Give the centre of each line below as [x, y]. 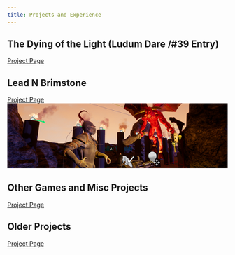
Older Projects [39, 227]
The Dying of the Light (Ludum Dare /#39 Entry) [113, 44]
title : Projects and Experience [54, 15]
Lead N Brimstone [47, 83]
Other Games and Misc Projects [78, 188]
